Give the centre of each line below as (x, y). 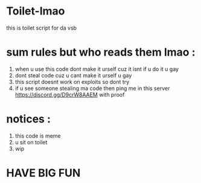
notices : (29, 119)
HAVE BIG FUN (43, 173)
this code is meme (38, 136)
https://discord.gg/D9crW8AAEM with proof (70, 94)
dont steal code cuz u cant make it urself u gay (73, 75)
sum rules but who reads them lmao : (101, 52)
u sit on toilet (31, 142)
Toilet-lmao (36, 11)
